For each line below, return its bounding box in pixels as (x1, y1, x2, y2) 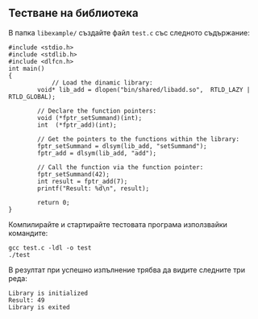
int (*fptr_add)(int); (37, 121, 117, 129)
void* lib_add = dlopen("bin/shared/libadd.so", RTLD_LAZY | (37, 85, 251, 93)
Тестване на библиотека (8, 6, 139, 20)
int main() (8, 64, 45, 72)
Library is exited (8, 303, 70, 311)
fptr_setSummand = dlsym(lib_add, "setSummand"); (37, 142, 207, 150)
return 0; (37, 198, 70, 206)
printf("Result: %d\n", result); (37, 184, 150, 193)
